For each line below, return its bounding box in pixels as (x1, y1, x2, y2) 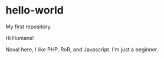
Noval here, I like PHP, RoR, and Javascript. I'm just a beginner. (5, 45, 159, 53)
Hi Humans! (5, 34, 34, 41)
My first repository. (5, 23, 52, 30)
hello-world (5, 4, 64, 17)
